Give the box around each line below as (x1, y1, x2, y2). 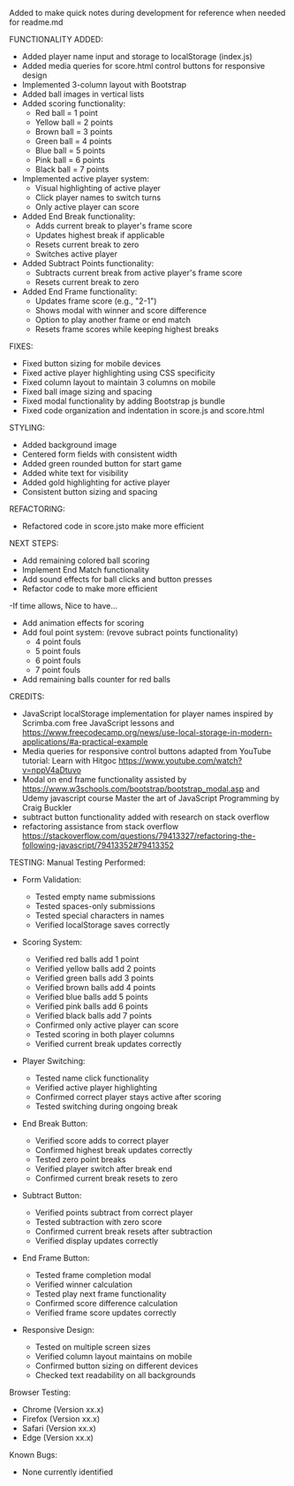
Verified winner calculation (34, 1279, 133, 1290)
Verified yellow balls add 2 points (34, 964, 156, 974)
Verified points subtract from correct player (34, 1207, 193, 1218)
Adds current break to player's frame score (34, 220, 192, 231)
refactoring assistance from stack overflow (21, 821, 179, 831)
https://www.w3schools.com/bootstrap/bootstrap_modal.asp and (21, 783, 260, 794)
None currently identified (21, 1467, 113, 1477)
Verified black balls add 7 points (34, 1011, 153, 1020)
